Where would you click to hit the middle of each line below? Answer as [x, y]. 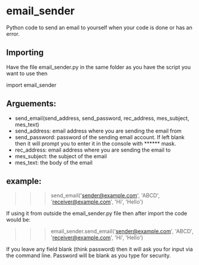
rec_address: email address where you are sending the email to [93, 150]
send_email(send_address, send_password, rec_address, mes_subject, [102, 118]
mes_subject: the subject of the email [61, 156]
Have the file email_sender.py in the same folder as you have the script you [99, 67]
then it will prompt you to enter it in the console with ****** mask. [95, 143]
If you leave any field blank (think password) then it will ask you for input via [99, 249]
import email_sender [31, 85]
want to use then [27, 73]
